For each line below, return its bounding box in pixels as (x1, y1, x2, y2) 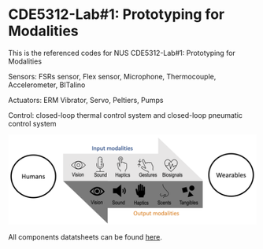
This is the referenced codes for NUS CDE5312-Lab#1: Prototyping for (8, 48, 236, 57)
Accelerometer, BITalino (8, 80, 86, 90)
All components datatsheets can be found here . (8, 233, 163, 242)
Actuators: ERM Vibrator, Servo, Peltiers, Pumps (8, 95, 164, 104)
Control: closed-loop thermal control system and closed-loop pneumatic (8, 110, 243, 119)
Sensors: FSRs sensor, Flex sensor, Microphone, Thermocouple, (8, 71, 217, 81)
